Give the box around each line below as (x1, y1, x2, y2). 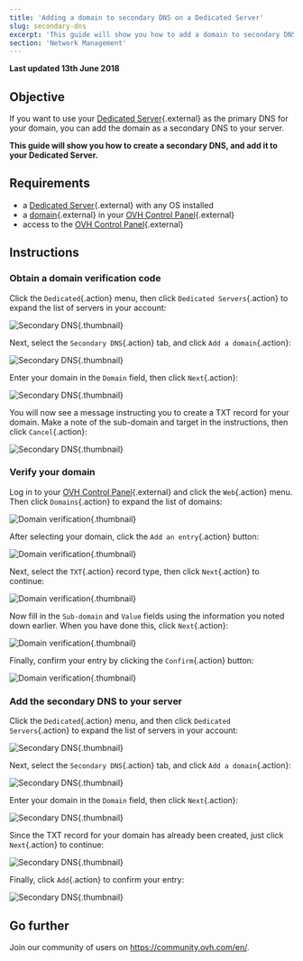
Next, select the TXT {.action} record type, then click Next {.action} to (9, 565, 260, 577)
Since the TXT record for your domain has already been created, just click (9, 830, 284, 841)
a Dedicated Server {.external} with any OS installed (22, 199, 214, 210)
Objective (9, 89, 66, 105)
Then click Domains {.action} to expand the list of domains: (9, 496, 223, 507)
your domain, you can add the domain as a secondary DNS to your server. (9, 123, 285, 133)
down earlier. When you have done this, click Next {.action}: (9, 619, 229, 631)
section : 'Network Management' (9, 38, 127, 48)
